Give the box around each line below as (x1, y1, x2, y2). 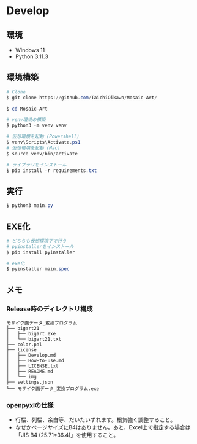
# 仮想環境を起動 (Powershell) (6, 133, 80, 140)
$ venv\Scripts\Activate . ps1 (6, 139, 81, 146)
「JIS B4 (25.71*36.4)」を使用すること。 (15, 431, 119, 439)
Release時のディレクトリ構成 (6, 305, 93, 313)
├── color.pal (6, 341, 43, 348)
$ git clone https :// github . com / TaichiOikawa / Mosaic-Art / (6, 95, 157, 101)
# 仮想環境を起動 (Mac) (6, 145, 61, 151)
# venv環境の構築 (6, 117, 46, 123)
